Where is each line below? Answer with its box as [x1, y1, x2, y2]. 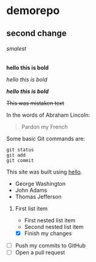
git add [6, 152, 26, 158]
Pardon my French [21, 123, 68, 130]
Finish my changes [24, 230, 72, 237]
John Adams [15, 186, 48, 194]
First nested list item [24, 216, 76, 224]
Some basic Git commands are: [6, 135, 86, 142]
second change [6, 28, 67, 38]
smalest [6, 45, 26, 53]
